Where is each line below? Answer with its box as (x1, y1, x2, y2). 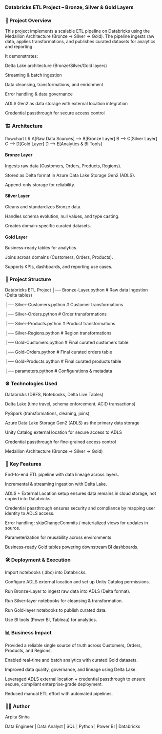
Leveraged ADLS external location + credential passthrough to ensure (5, 676, 145, 682)
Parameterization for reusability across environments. (5, 534, 113, 540)
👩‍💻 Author (5, 703, 30, 710)
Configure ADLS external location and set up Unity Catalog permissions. (5, 579, 150, 585)
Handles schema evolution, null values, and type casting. (5, 213, 120, 219)
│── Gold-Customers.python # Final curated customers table (5, 339, 129, 346)
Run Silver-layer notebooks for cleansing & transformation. (5, 598, 123, 604)
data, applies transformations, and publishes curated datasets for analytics (5, 39, 156, 44)
